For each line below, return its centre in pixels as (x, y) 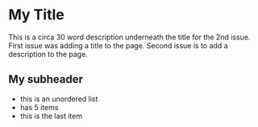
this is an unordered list (59, 99)
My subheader (46, 79)
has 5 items (39, 107)
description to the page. (48, 54)
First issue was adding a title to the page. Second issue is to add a (118, 45)
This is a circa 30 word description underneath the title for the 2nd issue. (129, 37)
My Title (36, 15)
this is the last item (51, 116)
